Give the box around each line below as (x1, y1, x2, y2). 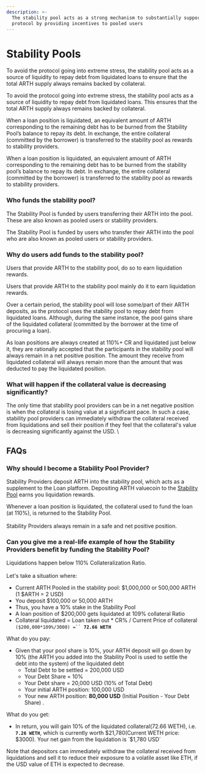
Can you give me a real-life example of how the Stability (6, 537, 175, 546)
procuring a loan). (6, 327, 51, 334)
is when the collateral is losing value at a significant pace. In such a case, (6, 408, 190, 415)
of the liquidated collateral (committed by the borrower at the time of (6, 320, 179, 328)
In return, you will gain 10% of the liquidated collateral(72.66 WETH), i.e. (15, 723, 196, 730)
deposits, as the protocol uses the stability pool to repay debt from (6, 307, 174, 314)
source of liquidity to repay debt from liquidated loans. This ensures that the (6, 99, 198, 106)
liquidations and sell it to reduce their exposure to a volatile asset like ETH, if (6, 754, 198, 762)
